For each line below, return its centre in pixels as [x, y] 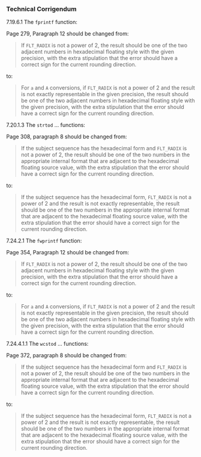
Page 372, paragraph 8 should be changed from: [67, 355]
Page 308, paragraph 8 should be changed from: [67, 136]
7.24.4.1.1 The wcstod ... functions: [47, 344]
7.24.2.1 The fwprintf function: [44, 241]
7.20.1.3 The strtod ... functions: [46, 125]
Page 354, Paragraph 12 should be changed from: [68, 253]
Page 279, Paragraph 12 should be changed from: [67, 34]
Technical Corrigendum [41, 9]
